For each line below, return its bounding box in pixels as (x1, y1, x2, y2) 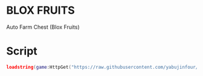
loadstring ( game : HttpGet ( (6, 64, 71, 70)
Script (6, 44, 37, 58)
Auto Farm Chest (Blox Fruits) (6, 23, 80, 31)
